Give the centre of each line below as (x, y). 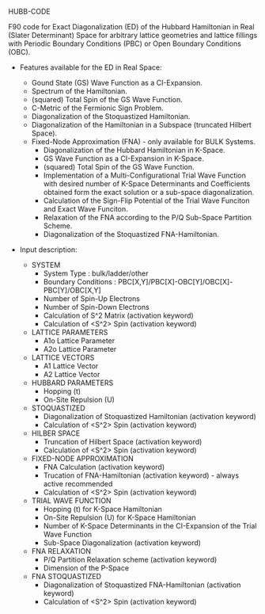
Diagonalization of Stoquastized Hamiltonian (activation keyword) (150, 416)
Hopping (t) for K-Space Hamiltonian (102, 509)
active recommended (78, 484)
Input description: (48, 250)
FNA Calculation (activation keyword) (104, 467)
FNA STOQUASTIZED (66, 576)
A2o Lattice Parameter (80, 349)
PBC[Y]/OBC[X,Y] (72, 290)
